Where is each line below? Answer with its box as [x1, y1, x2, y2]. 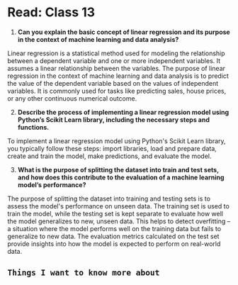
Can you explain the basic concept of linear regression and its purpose [17, 28, 230, 36]
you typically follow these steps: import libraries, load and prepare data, [7, 144, 217, 152]
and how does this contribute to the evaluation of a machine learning [17, 173, 225, 181]
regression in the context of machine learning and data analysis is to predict [7, 72, 229, 80]
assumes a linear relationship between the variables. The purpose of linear [7, 64, 225, 72]
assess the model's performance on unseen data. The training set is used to [7, 201, 230, 210]
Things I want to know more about [7, 267, 160, 278]
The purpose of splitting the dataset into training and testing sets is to [7, 194, 211, 203]
